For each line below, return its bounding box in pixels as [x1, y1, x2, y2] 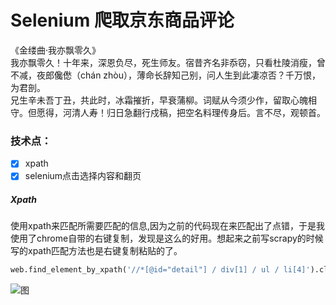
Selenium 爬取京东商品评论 [10, 9, 235, 32]
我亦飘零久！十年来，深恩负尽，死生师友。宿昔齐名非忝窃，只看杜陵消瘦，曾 [10, 56, 326, 68]
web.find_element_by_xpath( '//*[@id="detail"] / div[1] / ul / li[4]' [10, 265, 311, 275]
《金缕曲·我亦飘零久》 [10, 44, 102, 56]
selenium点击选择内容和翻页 [24, 170, 142, 182]
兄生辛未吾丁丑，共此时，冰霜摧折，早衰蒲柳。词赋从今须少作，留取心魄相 [10, 94, 317, 106]
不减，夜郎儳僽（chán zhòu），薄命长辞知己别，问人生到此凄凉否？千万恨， [10, 69, 322, 81]
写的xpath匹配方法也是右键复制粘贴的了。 [10, 245, 183, 257]
